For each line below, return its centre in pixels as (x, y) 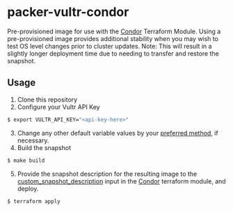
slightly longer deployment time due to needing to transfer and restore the (113, 54)
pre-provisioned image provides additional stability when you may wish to (113, 38)
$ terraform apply (34, 201)
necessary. (33, 140)
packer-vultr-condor (68, 12)
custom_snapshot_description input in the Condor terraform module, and (121, 181)
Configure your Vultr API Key (58, 107)
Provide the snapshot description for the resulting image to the (107, 174)
